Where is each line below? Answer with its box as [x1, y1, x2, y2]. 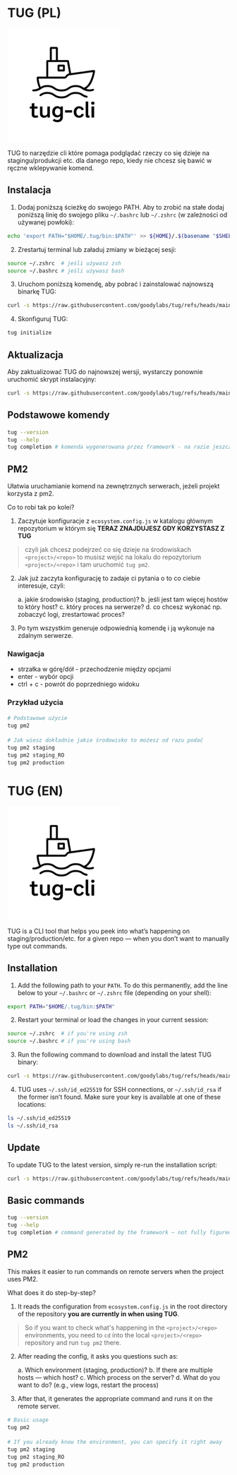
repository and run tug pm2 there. [24, 1338, 121, 1347]
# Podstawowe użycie [7, 714, 68, 721]
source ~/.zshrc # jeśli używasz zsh [7, 260, 121, 267]
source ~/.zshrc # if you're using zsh [7, 1030, 128, 1037]
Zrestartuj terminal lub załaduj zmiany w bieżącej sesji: [17, 245, 177, 253]
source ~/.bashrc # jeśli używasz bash [7, 267, 125, 275]
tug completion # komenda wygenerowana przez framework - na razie [7, 443, 210, 451]
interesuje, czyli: [17, 582, 66, 590]
